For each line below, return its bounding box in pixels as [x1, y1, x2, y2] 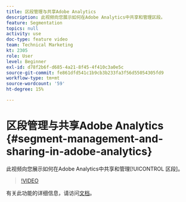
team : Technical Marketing [6, 42, 73, 48]
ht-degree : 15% [6, 86, 44, 92]
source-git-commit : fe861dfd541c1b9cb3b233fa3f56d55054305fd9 [6, 70, 164, 76]
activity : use [6, 31, 42, 37]
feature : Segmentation [6, 20, 63, 26]
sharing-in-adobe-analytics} [6, 145, 153, 159]
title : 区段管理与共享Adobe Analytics [6, 8, 97, 15]
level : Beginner [6, 58, 46, 64]
